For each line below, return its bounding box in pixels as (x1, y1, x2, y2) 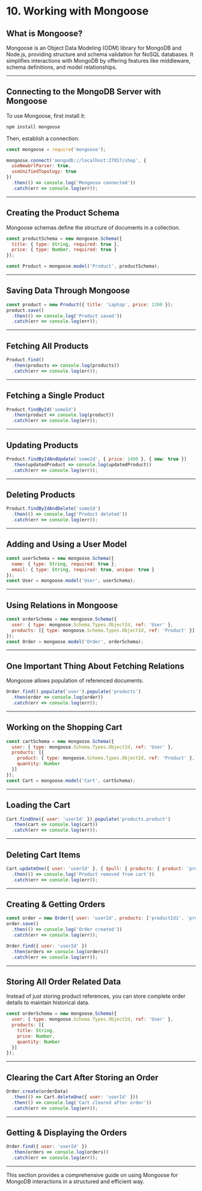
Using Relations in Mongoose (6, 600, 118, 611)
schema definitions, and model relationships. (6, 63, 117, 71)
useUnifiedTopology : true (11, 169, 77, 175)
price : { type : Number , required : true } (11, 246, 117, 253)
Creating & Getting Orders (6, 899, 105, 910)
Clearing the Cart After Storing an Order (6, 1072, 159, 1082)
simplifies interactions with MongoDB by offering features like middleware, (6, 57, 191, 64)
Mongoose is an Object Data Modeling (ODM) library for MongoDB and (6, 44, 182, 51)
